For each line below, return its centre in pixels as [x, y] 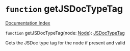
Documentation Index [28, 23]
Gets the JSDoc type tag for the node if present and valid [66, 43]
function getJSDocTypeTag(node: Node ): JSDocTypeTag [65, 33]
